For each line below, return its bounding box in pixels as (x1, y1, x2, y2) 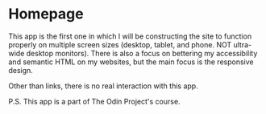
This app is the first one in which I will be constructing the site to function (8, 31, 252, 41)
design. (8, 65, 34, 75)
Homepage (8, 5, 84, 23)
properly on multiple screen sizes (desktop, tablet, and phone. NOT (8, 39, 232, 49)
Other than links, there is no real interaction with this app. (8, 81, 199, 91)
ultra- (233, 39, 252, 49)
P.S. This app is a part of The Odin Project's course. (8, 96, 181, 106)
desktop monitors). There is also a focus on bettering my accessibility (26, 48, 258, 58)
